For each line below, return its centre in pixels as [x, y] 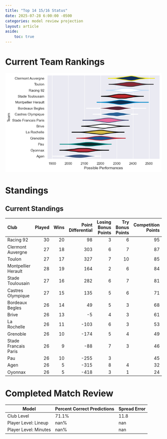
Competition [147, 225]
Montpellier [19, 266]
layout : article [22, 26]
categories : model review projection [44, 21]
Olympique [18, 295]
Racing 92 [18, 240]
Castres [15, 290]
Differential [81, 230]
